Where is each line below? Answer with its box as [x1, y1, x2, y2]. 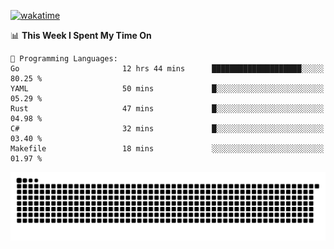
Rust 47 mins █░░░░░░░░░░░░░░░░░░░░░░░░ [10, 104, 325, 114]
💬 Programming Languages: [10, 54, 118, 64]
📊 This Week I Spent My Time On [10, 30, 152, 41]
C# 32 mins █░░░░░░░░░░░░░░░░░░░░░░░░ [10, 124, 325, 134]
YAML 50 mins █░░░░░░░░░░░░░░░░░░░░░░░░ [10, 84, 325, 94]
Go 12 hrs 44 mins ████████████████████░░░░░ [10, 64, 325, 74]
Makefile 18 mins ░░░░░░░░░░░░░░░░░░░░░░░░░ [10, 144, 325, 154]
